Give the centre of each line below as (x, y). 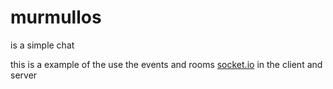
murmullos (56, 17)
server (24, 75)
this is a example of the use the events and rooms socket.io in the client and (166, 64)
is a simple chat (42, 45)
